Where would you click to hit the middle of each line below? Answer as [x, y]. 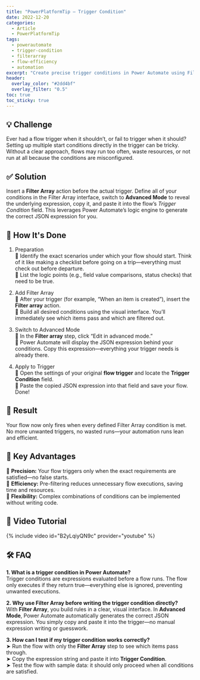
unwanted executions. [33, 592]
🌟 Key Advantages [41, 457]
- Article [24, 28]
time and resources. [31, 490]
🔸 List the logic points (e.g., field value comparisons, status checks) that [103, 275]
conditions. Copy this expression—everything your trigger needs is [97, 349]
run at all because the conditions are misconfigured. [70, 158]
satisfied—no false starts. [37, 477]
